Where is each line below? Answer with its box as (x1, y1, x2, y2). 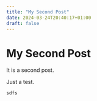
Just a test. (6, 78, 35, 86)
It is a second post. (6, 66, 54, 74)
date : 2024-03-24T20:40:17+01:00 (6, 15, 92, 21)
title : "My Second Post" (6, 9, 70, 15)
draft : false (6, 20, 40, 26)
